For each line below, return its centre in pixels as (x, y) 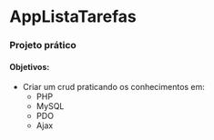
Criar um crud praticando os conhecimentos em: (113, 87)
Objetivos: (30, 66)
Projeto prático (43, 45)
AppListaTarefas (73, 17)
